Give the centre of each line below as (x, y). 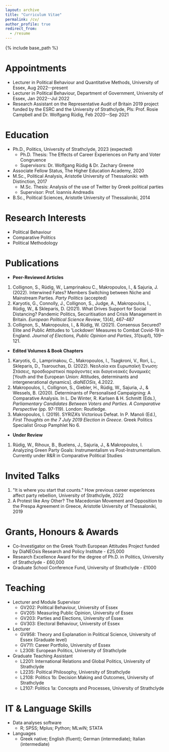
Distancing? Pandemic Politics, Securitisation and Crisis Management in (87, 314)
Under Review (27, 435)
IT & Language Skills (48, 708)
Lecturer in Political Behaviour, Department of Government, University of (88, 93)
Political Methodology (35, 243)
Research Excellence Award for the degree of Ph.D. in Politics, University (88, 557)
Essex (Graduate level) (43, 640)
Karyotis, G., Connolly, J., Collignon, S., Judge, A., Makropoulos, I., (82, 303)
